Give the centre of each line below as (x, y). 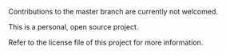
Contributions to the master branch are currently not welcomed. (113, 12)
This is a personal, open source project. (73, 27)
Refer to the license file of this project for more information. (106, 42)
